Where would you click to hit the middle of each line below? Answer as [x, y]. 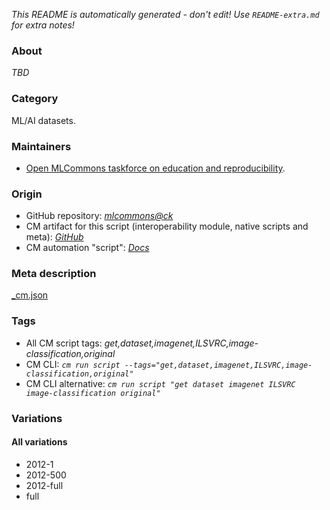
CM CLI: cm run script [73, 364]
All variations [39, 442]
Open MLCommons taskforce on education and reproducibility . [155, 168]
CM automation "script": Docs [87, 248]
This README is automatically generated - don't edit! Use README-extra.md [165, 14]
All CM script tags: [64, 343]
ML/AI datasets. [43, 120]
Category [35, 99]
